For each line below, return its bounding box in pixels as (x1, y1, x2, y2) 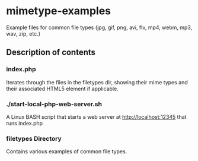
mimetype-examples (6, 4, 111, 18)
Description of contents (6, 48, 96, 58)
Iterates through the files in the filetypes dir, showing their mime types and (6, 78, 188, 86)
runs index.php (6, 119, 43, 127)
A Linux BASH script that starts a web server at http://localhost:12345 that (6, 113, 187, 120)
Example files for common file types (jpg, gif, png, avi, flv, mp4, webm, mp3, (6, 24, 193, 31)
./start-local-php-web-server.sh (6, 100, 103, 108)
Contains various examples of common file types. (6, 148, 127, 155)
